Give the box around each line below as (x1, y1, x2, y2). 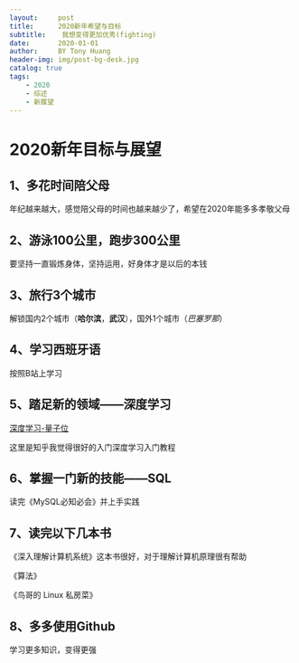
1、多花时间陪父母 (9, 177, 110, 193)
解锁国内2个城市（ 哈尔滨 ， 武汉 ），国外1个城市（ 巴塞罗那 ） (9, 313, 228, 324)
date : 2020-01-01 (9, 38, 99, 48)
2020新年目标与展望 (9, 139, 163, 159)
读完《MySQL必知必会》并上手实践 (9, 497, 140, 507)
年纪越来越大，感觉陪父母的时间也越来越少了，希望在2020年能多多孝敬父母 (9, 204, 291, 214)
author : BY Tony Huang (9, 47, 111, 56)
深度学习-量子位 (9, 422, 70, 433)
